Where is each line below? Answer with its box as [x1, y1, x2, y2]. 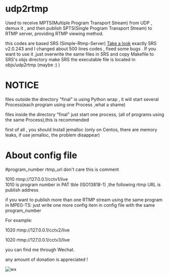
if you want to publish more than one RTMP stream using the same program [5, 197, 163, 203]
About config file [5, 150, 77, 161]
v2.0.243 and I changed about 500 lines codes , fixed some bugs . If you [5, 45, 156, 52]
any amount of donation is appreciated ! [5, 256, 88, 262]
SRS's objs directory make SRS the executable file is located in [5, 56, 136, 62]
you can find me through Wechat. [5, 246, 75, 253]
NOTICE [5, 79, 39, 91]
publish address [5, 187, 39, 193]
